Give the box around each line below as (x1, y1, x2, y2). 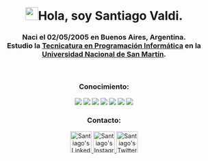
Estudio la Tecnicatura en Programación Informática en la (7, 41, 201, 50)
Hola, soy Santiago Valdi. (38, 8, 183, 24)
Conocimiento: (79, 82, 129, 91)
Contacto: (87, 115, 121, 125)
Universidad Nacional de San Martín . (41, 50, 167, 59)
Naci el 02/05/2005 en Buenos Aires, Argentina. (22, 33, 186, 42)
